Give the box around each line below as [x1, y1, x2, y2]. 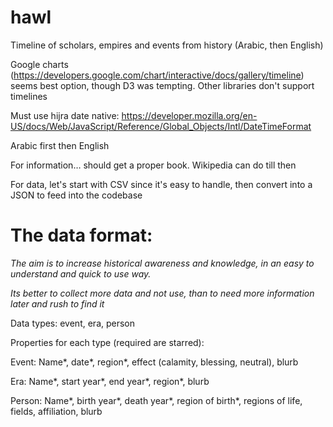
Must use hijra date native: [10, 109, 120, 121]
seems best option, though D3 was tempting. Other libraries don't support [10, 79, 315, 91]
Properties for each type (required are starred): [10, 336, 205, 348]
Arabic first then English [10, 139, 110, 151]
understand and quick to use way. [10, 267, 152, 280]
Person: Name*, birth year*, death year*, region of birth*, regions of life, [10, 394, 303, 406]
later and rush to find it [10, 297, 105, 310]
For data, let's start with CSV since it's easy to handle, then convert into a [10, 178, 313, 190]
